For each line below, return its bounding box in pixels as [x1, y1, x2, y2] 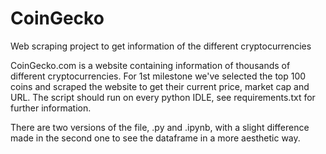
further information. [10, 102, 92, 114]
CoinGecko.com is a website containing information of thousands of [10, 59, 291, 71]
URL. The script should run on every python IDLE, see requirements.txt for [10, 91, 316, 103]
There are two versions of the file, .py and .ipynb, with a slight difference [10, 121, 310, 133]
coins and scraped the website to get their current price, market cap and [10, 80, 310, 92]
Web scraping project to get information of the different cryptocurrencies [10, 40, 312, 52]
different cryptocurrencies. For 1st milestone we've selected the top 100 [10, 70, 307, 82]
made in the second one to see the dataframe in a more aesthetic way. [10, 132, 301, 144]
